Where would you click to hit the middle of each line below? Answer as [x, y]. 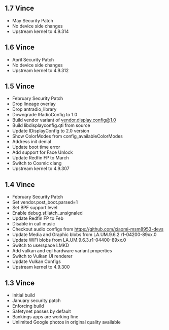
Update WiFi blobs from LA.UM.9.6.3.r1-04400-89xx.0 [69, 240]
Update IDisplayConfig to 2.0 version [51, 131]
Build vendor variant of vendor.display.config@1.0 [64, 120]
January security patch [36, 301]
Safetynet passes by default [42, 311]
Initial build [23, 295]
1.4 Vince [20, 185]
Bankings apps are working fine [45, 317]
